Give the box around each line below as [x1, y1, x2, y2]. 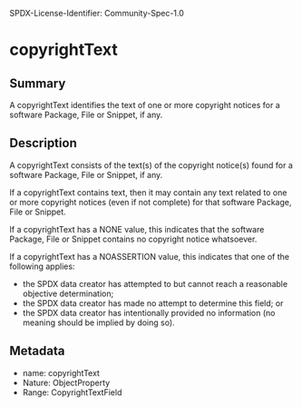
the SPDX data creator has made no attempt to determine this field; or [22, 297, 284, 308]
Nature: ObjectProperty [22, 377, 111, 388]
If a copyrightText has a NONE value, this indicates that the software [9, 223, 265, 234]
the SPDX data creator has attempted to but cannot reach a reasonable [22, 278, 288, 289]
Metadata [9, 343, 65, 359]
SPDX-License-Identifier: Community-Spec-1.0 [9, 8, 184, 18]
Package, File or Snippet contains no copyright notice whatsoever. [9, 233, 258, 244]
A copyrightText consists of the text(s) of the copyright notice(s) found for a [9, 159, 293, 171]
